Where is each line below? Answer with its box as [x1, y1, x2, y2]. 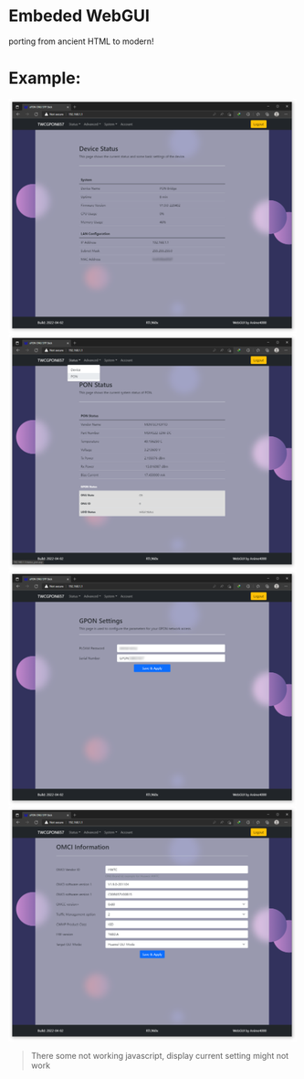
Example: [8, 68, 81, 89]
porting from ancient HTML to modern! [8, 36, 154, 47]
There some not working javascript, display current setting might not [30, 1050, 289, 1061]
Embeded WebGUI [8, 5, 150, 27]
